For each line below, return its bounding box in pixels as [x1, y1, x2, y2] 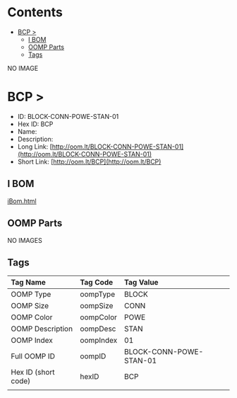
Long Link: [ [17, 142, 53, 151]
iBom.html [7, 196, 37, 205]
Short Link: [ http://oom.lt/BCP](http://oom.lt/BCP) [17, 157, 162, 166]
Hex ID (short [11, 368, 55, 377]
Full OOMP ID [11, 351, 55, 361]
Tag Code [80, 278, 114, 288]
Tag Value [124, 278, 159, 288]
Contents [7, 4, 63, 21]
